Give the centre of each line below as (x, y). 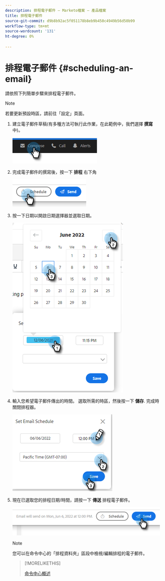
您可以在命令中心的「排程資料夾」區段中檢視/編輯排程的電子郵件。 (80, 553)
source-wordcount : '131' (30, 31)
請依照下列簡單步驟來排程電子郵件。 (42, 93)
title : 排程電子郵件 (24, 16)
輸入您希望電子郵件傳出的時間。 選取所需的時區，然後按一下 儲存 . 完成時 (86, 401)
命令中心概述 (37, 574)
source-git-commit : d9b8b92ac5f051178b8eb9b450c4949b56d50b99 (70, 21)
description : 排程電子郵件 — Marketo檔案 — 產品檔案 (56, 10)
